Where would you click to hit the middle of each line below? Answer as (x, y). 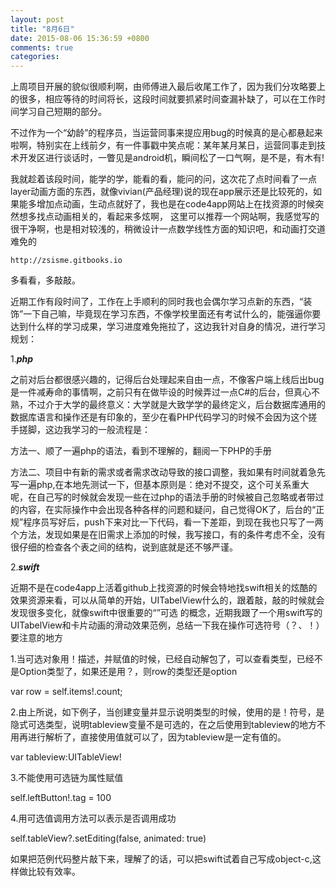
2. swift (25, 567)
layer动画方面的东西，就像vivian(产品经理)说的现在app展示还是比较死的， (161, 192)
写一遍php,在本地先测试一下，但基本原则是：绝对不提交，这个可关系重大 (160, 485)
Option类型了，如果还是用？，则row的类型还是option (128, 672)
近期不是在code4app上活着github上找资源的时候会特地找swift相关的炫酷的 (164, 588)
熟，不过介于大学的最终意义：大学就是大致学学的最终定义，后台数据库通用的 (168, 405)
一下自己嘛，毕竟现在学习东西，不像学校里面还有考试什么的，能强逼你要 (172, 314)
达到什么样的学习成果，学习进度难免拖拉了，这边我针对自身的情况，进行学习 (168, 327)
